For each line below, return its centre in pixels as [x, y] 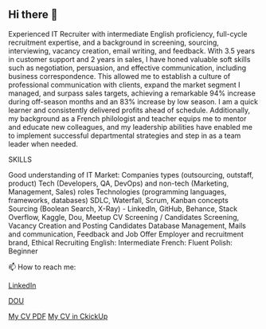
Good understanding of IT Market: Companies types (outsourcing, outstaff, [131, 174]
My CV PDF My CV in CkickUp [58, 316]
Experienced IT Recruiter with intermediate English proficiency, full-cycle [128, 33]
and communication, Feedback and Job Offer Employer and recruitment [126, 234]
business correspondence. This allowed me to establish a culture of [119, 76]
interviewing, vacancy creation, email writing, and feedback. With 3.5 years [132, 51]
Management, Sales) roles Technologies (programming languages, [117, 191]
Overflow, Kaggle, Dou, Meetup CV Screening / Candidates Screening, [124, 217]
